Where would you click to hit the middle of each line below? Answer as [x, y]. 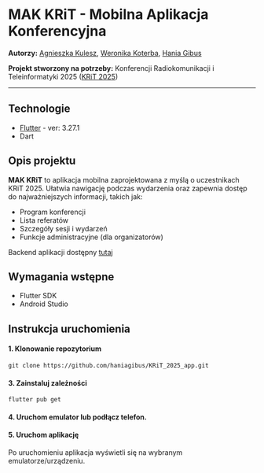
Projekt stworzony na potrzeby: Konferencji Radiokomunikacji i [111, 68]
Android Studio [44, 304]
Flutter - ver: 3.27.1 [49, 127]
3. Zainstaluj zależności [48, 382]
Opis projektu [42, 161]
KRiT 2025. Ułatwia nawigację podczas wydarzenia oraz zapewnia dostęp [128, 188]
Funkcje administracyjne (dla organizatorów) [91, 237]
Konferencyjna [57, 31]
